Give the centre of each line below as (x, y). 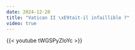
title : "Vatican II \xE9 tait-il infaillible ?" (68, 18)
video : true (21, 23)
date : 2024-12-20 (28, 12)
